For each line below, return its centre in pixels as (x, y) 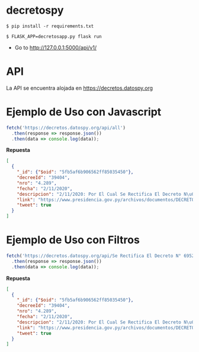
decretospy (35, 10)
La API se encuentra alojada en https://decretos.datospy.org (79, 88)
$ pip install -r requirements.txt (50, 26)
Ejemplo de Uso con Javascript (84, 112)
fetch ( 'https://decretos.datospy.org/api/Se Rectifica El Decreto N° (94, 256)
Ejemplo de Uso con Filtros (73, 240)
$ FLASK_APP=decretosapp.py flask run (54, 36)
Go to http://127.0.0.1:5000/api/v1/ (56, 47)
